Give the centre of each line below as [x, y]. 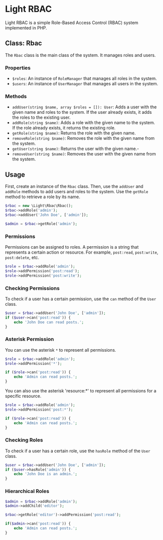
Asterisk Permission [30, 339]
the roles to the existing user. [41, 117]
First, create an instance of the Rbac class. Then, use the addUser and [74, 186]
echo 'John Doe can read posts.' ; [49, 322]
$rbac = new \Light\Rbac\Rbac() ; [39, 206]
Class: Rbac [24, 43]
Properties [18, 68]
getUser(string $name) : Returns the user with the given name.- [75, 149]
